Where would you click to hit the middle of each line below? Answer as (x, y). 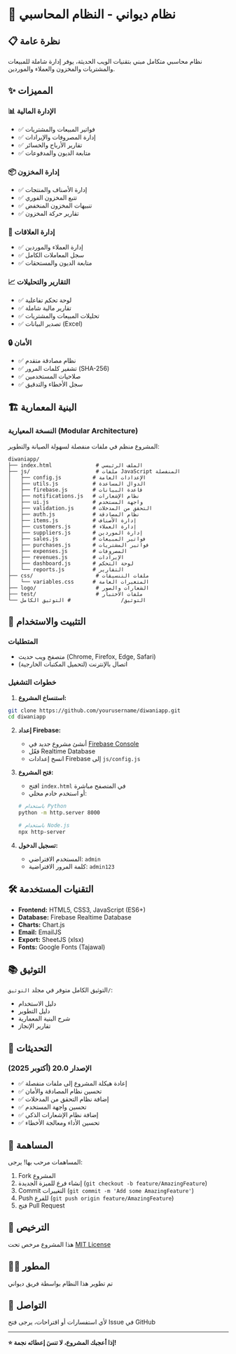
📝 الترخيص (29, 1228)
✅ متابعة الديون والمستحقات (55, 263)
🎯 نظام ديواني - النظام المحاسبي (92, 14)
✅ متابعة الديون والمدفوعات (54, 153)
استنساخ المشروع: (42, 697)
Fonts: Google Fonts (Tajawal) (62, 947)
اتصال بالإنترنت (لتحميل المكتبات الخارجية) (73, 664)
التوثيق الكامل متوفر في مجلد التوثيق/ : (60, 990)
